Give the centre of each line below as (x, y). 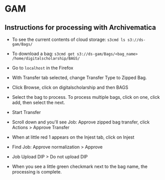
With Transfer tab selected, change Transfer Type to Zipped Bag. (79, 78)
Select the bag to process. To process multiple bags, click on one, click (86, 97)
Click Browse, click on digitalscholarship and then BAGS (70, 87)
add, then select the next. (38, 102)
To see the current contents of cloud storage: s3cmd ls (69, 39)
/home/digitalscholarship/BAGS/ (46, 58)
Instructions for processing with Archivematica (80, 27)
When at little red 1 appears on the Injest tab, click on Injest (73, 137)
